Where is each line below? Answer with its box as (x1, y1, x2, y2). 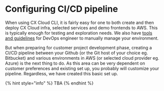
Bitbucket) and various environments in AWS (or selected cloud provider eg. (5, 55, 160, 61)
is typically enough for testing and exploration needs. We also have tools (5, 30, 153, 36)
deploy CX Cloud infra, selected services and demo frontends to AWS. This (5, 24, 158, 30)
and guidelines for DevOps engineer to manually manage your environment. (5, 35, 159, 41)
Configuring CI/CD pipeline (5, 3, 118, 15)
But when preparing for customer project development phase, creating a (5, 45, 152, 50)
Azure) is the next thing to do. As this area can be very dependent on (5, 60, 145, 66)
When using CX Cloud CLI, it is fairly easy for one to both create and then (5, 20, 154, 25)
